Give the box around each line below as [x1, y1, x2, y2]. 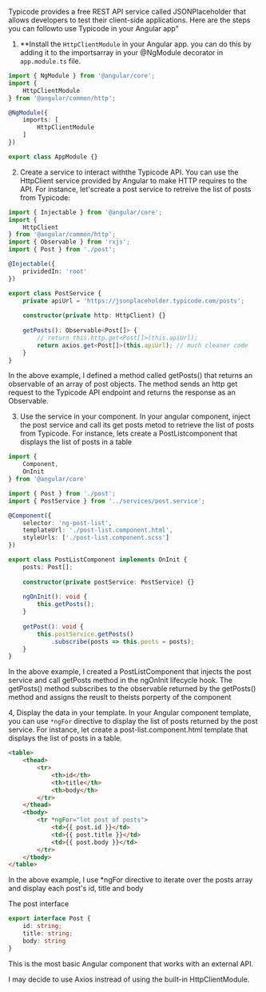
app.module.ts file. [19, 56, 81, 66]
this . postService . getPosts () [37, 630, 134, 638]
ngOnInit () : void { [22, 592, 88, 601]
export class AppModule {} [8, 152, 98, 161]
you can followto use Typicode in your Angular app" [8, 24, 180, 33]
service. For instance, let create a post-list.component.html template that [8, 725, 248, 735]
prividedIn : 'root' [22, 267, 88, 275]
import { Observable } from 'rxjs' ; [8, 238, 130, 247]
